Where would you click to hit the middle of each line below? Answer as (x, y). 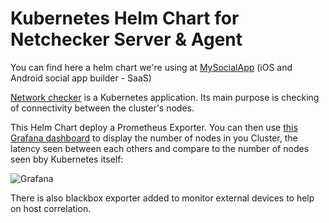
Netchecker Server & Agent (126, 39)
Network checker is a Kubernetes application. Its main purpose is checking (165, 97)
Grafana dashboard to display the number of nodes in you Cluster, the (154, 138)
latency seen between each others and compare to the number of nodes (160, 148)
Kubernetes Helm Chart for (125, 18)
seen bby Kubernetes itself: (67, 159)
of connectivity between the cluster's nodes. (102, 108)
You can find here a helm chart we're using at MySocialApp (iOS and (151, 67)
